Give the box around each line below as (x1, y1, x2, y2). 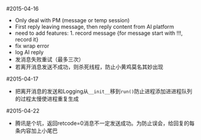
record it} (14, 36, 39, 43)
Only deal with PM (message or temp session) (14, 17, 130, 23)
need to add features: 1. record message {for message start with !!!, (14, 29, 183, 37)
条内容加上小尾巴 (14, 127, 58, 134)
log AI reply (14, 49, 44, 56)
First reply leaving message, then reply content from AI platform (14, 23, 174, 30)
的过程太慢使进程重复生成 (14, 96, 79, 102)
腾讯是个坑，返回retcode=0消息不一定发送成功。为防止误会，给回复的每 (14, 120, 195, 127)
